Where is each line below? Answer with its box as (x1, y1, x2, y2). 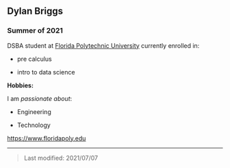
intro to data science (16, 68, 75, 76)
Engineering (16, 107, 51, 115)
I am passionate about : (7, 94, 73, 102)
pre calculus (16, 55, 53, 63)
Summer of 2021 (7, 26, 64, 36)
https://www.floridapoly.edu (7, 134, 86, 142)
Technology (16, 121, 51, 129)
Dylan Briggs (7, 5, 64, 17)
